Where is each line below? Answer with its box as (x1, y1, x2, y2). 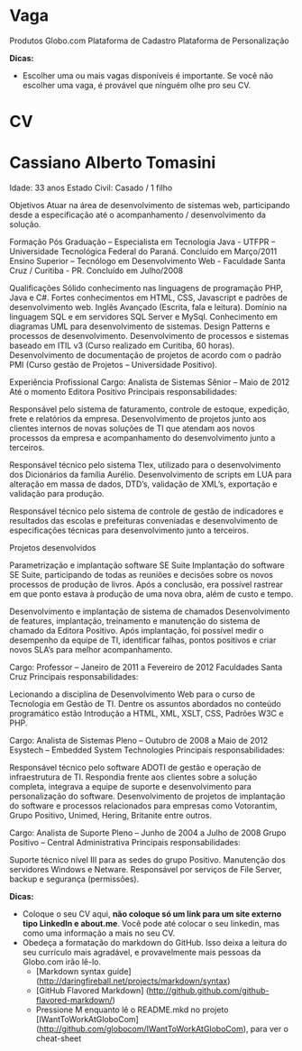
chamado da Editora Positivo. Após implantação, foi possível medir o (9, 626, 264, 636)
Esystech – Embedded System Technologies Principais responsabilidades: (9, 745, 286, 755)
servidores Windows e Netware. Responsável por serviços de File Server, (9, 864, 282, 875)
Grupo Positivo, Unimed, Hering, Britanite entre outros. (9, 810, 213, 821)
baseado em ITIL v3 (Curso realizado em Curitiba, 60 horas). (9, 340, 235, 352)
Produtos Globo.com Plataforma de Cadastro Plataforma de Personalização (9, 35, 290, 46)
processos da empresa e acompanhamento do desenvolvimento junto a (9, 433, 276, 443)
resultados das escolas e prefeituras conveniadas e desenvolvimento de (9, 516, 278, 526)
